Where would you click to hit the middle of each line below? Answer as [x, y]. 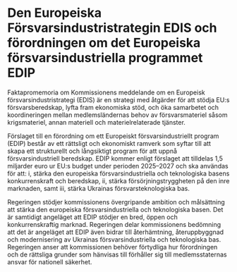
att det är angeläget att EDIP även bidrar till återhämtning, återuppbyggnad [116, 232]
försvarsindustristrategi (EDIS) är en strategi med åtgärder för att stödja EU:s [119, 99]
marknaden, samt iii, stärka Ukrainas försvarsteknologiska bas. [99, 188]
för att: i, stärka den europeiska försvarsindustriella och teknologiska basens [119, 173]
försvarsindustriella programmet [105, 58]
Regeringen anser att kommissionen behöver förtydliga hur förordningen [113, 247]
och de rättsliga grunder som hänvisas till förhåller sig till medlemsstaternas [117, 254]
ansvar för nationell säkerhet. [50, 261]
